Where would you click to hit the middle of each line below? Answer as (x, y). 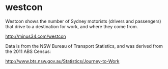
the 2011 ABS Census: (28, 51)
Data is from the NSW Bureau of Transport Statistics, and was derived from (84, 46)
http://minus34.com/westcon (36, 36)
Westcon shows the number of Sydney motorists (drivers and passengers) (83, 21)
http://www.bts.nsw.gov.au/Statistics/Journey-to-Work (62, 61)
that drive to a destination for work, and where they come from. (72, 26)
